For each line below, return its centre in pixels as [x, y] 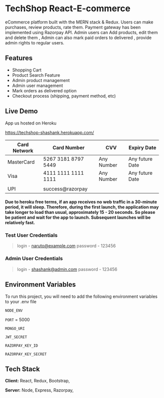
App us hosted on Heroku [31, 123]
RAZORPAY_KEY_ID [21, 346]
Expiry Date [143, 147]
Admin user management [38, 85]
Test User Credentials [31, 235]
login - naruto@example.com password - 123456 [66, 246]
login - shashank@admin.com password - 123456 [67, 269]
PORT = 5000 [18, 319]
